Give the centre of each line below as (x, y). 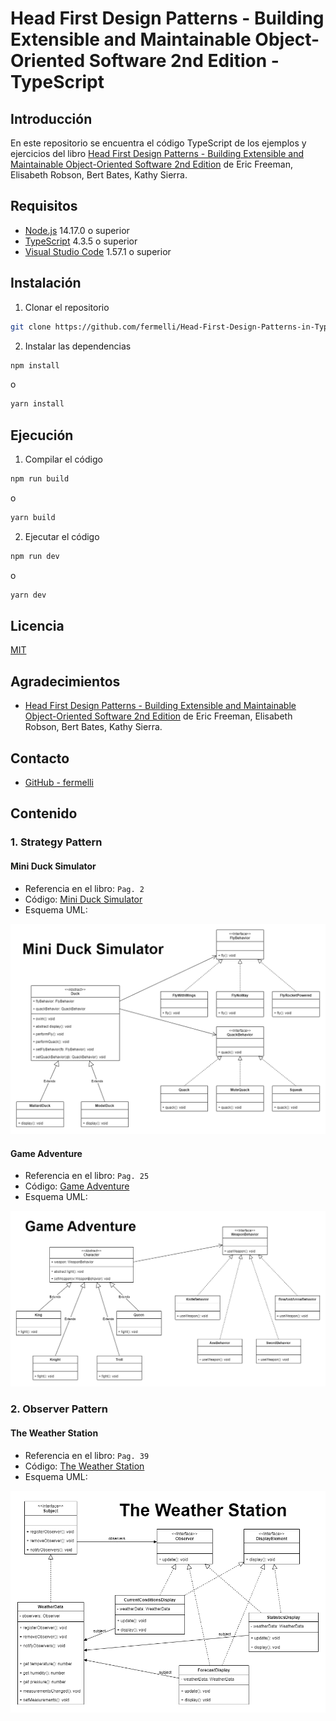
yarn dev (28, 595)
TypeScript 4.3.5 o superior (81, 241)
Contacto (40, 758)
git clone (31, 327)
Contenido (44, 813)
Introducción (51, 118)
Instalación (46, 283)
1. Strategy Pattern (56, 842)
